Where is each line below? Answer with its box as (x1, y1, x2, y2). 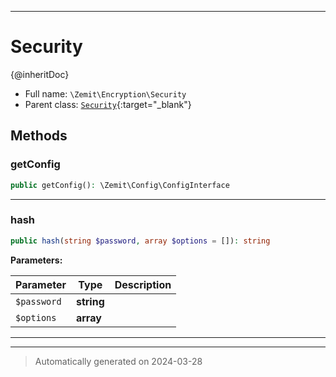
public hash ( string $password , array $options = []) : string (10, 236, 271, 246)
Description (114, 277, 172, 291)
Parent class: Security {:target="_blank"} (24, 98, 192, 110)
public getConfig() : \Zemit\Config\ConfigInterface (10, 180, 230, 190)
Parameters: (10, 254, 63, 266)
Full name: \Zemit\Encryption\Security (24, 87, 187, 100)
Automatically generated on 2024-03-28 (34, 355, 203, 367)
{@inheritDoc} (10, 68, 70, 80)
